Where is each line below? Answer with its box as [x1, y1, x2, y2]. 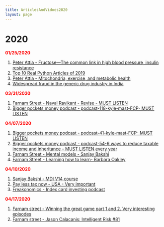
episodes [12, 211, 31, 217]
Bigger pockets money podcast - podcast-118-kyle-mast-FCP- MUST [12, 105, 155, 111]
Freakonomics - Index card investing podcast [12, 187, 105, 193]
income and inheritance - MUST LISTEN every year [12, 146, 118, 152]
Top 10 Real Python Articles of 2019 [12, 70, 85, 76]
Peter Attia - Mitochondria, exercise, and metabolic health [12, 75, 131, 81]
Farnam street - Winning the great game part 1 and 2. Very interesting [12, 206, 155, 212]
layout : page [5, 12, 32, 17]
